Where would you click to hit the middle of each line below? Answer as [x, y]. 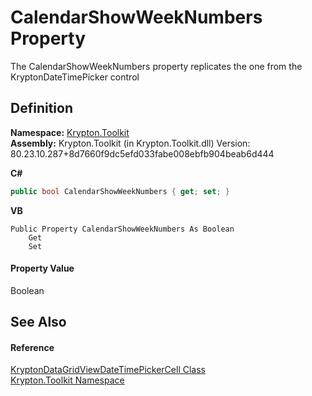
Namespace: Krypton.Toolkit [70, 132]
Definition [41, 108]
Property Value [42, 268]
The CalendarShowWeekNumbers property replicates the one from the [156, 66]
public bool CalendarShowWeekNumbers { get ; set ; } [120, 191]
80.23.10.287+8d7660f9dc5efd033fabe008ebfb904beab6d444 [142, 153]
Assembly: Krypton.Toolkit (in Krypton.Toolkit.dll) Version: [130, 143]
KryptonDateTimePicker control [75, 77]
